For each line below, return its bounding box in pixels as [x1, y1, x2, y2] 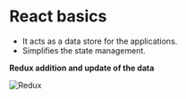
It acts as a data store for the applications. [21, 36, 178, 46]
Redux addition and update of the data [9, 62, 155, 73]
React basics [9, 6, 107, 27]
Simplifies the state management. [21, 45, 146, 55]
